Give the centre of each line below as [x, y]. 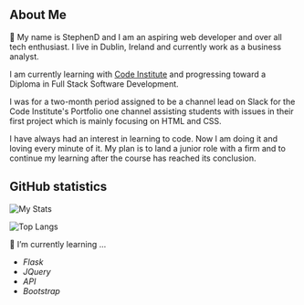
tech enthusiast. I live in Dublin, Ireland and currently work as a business [145, 47]
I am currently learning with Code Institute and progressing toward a [138, 74]
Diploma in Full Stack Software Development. [94, 84]
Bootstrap [42, 290]
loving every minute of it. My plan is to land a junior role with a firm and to [147, 148]
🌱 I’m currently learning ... [58, 244]
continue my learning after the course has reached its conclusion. [133, 158]
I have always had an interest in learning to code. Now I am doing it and [144, 138]
